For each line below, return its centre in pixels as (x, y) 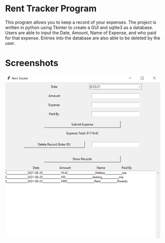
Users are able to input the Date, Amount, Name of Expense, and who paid (81, 33)
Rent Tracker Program (51, 9)
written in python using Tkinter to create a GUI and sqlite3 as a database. (79, 27)
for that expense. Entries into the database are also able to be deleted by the (83, 38)
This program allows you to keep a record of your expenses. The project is (81, 22)
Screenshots (32, 63)
